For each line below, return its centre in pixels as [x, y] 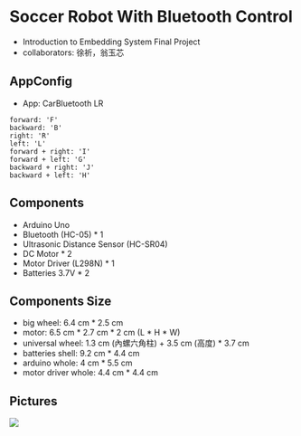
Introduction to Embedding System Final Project [111, 42]
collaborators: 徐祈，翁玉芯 [73, 52]
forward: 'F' [34, 119]
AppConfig [41, 82]
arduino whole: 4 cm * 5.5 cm [77, 363]
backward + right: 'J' [52, 167]
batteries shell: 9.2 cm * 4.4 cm [81, 354]
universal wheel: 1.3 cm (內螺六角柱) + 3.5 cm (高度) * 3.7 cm [136, 343]
